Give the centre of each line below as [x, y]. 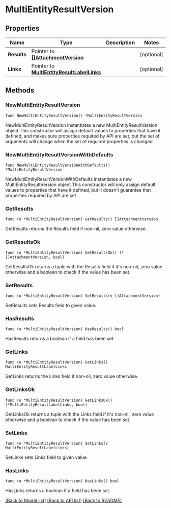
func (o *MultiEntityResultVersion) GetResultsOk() [61, 252]
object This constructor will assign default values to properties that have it [83, 130]
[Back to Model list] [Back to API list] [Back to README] [64, 501]
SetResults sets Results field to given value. [51, 305]
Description [121, 43]
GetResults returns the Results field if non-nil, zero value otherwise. [76, 229]
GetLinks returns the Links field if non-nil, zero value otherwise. [72, 376]
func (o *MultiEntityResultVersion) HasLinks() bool [62, 481]
